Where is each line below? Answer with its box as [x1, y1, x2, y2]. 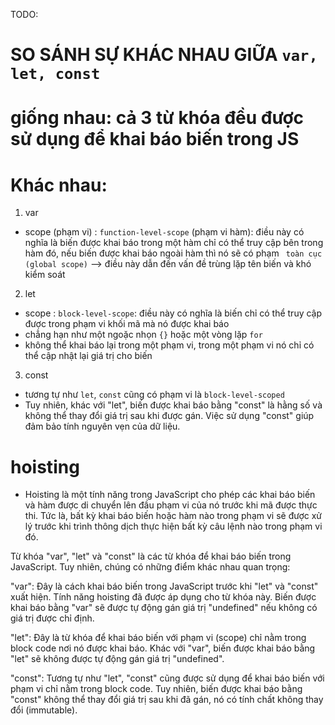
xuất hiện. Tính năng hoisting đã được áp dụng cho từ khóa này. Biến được [10, 591, 317, 603]
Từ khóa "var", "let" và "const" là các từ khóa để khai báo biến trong [10, 550, 292, 563]
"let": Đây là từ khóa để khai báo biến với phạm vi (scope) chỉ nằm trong [10, 632, 307, 644]
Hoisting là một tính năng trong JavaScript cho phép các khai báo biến [24, 489, 316, 501]
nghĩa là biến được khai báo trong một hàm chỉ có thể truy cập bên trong [24, 237, 324, 249]
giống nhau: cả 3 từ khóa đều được [10, 107, 305, 129]
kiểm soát [24, 269, 66, 281]
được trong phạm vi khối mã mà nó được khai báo [24, 318, 230, 330]
